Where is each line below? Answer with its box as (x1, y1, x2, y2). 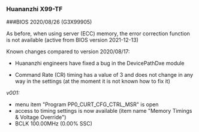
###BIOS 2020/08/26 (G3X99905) (6, 19, 92, 26)
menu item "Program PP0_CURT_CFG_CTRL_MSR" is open (14, 101, 159, 108)
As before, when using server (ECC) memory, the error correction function (6, 30, 191, 37)
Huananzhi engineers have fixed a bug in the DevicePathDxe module (14, 59, 185, 67)
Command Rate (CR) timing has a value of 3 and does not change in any (14, 71, 194, 79)
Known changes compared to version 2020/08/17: (6, 48, 130, 55)
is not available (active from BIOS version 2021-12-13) (6, 37, 139, 44)
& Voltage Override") (14, 113, 67, 121)
